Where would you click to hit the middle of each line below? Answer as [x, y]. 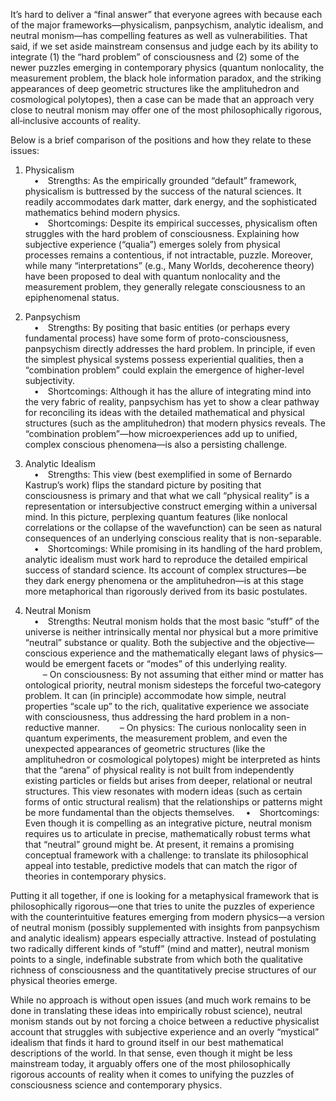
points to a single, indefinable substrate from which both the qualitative [156, 959]
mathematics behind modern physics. [102, 212]
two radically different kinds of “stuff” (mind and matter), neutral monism [160, 948]
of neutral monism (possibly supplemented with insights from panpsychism [165, 927]
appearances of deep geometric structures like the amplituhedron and [155, 88]
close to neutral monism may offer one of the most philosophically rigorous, [166, 110]
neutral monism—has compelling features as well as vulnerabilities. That [159, 35]
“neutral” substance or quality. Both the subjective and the [145, 642]
